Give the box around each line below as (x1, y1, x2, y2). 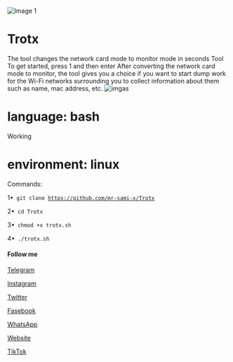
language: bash (7, 109, 100, 125)
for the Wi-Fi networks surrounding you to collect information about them (7, 76, 220, 85)
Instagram (7, 279, 36, 288)
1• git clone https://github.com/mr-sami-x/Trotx (7, 193, 155, 201)
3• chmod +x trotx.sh (7, 220, 72, 229)
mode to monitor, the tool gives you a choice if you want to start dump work (7, 69, 227, 77)
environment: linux (7, 156, 120, 173)
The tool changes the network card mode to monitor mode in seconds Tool (7, 54, 224, 62)
